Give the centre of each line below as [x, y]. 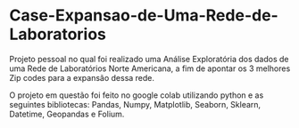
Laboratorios [58, 34]
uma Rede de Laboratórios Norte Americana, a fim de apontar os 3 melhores [150, 68]
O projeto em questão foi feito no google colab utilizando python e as [137, 95]
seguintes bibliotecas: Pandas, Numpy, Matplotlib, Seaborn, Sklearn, [135, 104]
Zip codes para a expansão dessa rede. [82, 77]
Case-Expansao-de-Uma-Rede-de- [144, 16]
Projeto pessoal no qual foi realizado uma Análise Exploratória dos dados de [149, 59]
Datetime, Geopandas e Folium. [67, 114]
